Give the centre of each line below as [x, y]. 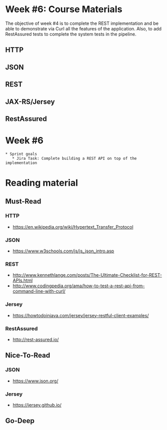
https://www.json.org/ [35, 381]
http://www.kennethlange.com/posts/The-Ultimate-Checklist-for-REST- [87, 275]
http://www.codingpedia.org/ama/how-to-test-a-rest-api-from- [79, 286]
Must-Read [23, 202]
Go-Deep [20, 421]
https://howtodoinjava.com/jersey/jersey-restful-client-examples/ [81, 315]
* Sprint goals [21, 154]
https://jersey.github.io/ [37, 405]
